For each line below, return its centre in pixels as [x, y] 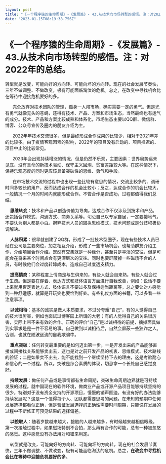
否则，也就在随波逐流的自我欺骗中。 [42, 335]
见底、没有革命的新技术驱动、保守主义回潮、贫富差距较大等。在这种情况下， [83, 165]
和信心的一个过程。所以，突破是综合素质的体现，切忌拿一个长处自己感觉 [79, 364]
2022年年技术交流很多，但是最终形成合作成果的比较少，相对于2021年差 [85, 136]
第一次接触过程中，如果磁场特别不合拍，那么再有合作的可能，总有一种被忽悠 [83, 428]
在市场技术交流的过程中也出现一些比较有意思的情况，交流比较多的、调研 [86, 182]
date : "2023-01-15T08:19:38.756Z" [41, 19]
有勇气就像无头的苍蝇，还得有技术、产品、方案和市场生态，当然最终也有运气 [83, 113]
